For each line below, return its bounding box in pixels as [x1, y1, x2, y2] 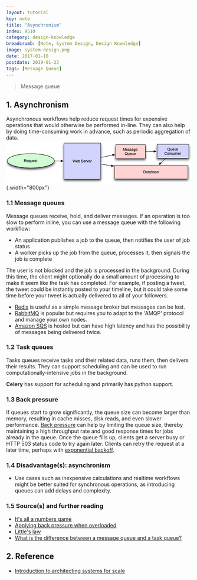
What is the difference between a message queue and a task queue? [14, 534, 182, 541]
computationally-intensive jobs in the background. [6, 369, 128, 376]
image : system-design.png [6, 47, 70, 53]
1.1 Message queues [6, 199, 65, 207]
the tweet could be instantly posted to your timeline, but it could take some [6, 286, 188, 293]
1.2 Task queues [6, 343, 54, 351]
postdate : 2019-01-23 [6, 59, 60, 65]
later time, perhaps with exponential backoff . [6, 446, 115, 453]
